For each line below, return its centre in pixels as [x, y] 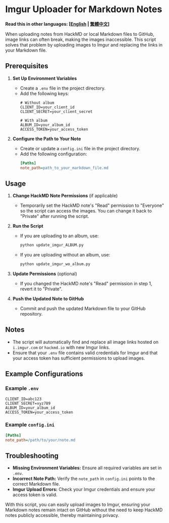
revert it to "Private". [41, 289]
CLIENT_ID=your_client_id [47, 107]
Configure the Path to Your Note [47, 139]
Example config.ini [30, 425]
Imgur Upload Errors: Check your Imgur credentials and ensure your [84, 490]
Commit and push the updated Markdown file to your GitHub [83, 309]
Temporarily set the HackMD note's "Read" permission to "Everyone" [92, 205]
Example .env [22, 388]
